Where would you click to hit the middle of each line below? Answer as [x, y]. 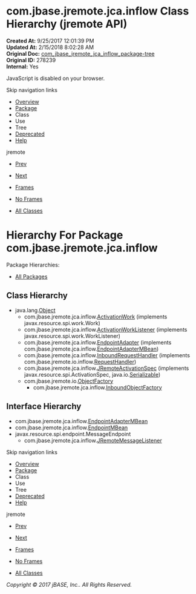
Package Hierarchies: [33, 265]
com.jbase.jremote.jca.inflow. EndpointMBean [71, 427]
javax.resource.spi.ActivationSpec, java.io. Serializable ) [92, 374]
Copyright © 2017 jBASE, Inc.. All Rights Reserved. [69, 584]
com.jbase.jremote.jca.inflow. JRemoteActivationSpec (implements [106, 368]
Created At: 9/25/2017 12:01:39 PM [50, 41]
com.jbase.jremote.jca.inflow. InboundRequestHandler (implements [107, 355]
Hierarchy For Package [65, 235]
